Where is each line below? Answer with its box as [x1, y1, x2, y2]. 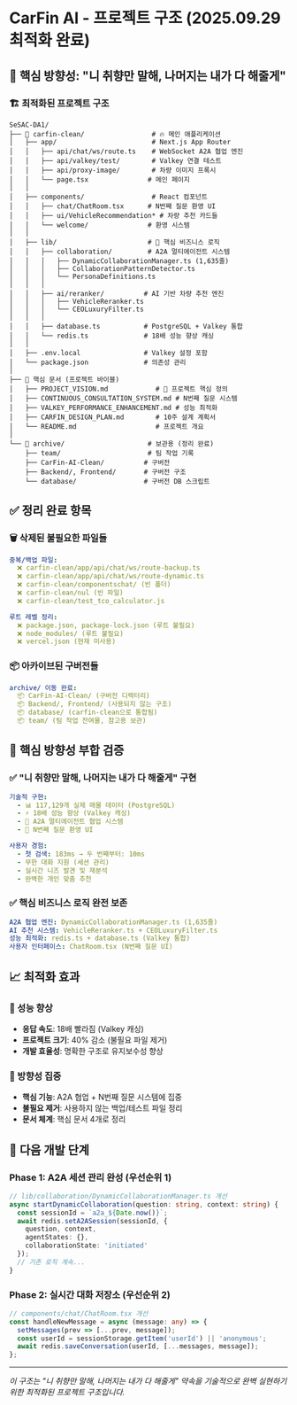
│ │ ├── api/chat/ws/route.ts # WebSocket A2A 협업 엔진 [9, 147, 244, 156]
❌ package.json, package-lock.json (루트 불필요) [17, 621, 195, 630]
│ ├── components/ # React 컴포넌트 [9, 192, 208, 201]
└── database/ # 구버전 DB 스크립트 [25, 477, 210, 485]
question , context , [25, 1224, 97, 1234]
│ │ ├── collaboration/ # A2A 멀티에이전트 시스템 [9, 247, 231, 256]
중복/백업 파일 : [9, 555, 58, 564]
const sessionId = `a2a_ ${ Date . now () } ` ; [17, 1208, 168, 1217]
